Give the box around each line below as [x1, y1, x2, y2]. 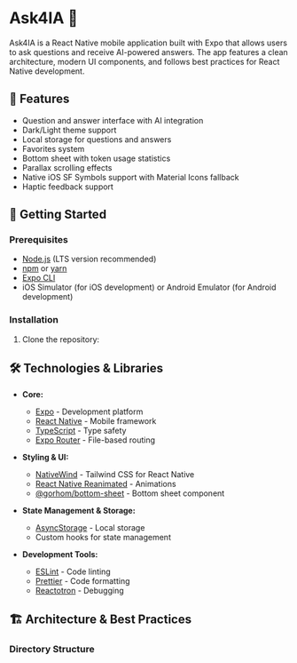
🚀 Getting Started [9, 207, 107, 222]
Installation [9, 314, 59, 326]
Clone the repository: [21, 333, 100, 345]
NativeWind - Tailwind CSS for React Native [35, 468, 195, 479]
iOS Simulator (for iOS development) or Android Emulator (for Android [21, 282, 277, 292]
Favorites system [21, 143, 85, 154]
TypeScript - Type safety [35, 425, 127, 435]
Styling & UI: [21, 451, 69, 462]
